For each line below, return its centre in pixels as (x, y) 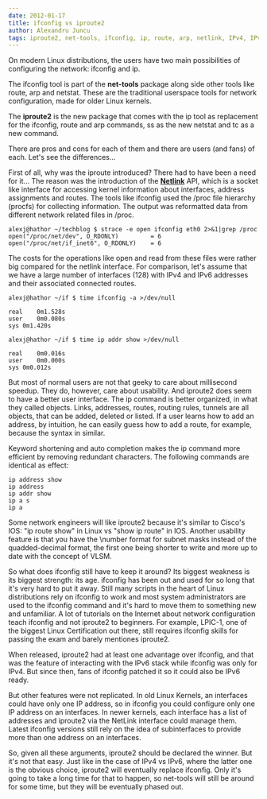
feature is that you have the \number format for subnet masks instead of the (132, 539)
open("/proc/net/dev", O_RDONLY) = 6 (85, 237)
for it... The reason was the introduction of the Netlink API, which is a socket (133, 181)
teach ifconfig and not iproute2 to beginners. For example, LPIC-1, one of (128, 623)
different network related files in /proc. (72, 215)
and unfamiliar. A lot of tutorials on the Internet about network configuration (132, 614)
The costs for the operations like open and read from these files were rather (132, 258)
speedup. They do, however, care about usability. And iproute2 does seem (130, 391)
